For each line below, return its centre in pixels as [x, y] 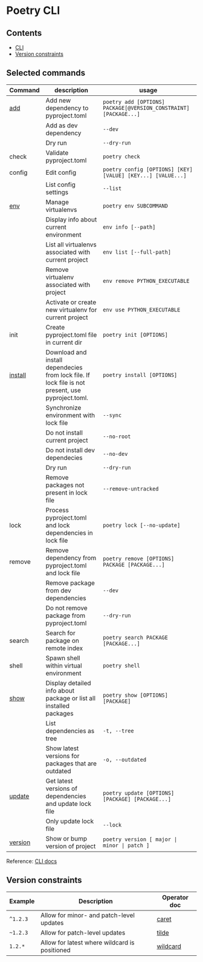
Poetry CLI [33, 11]
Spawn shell [63, 658]
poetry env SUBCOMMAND [135, 206]
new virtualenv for [71, 310]
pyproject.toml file [71, 334]
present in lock [66, 492]
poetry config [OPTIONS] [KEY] [148, 169]
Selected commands [46, 73]
